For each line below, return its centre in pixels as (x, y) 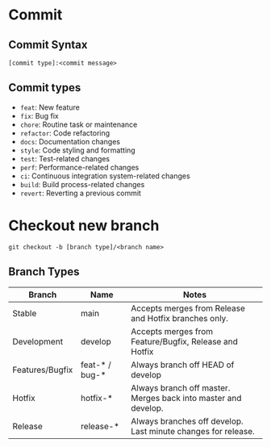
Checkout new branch (84, 226)
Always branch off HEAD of (182, 365)
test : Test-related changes (65, 158)
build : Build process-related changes (82, 184)
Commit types (45, 88)
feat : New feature (50, 107)
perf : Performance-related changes (79, 167)
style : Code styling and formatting (77, 150)
